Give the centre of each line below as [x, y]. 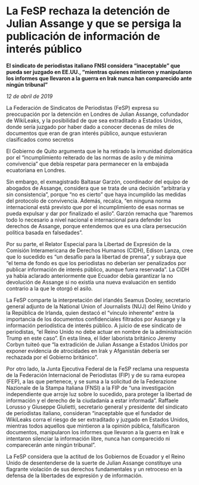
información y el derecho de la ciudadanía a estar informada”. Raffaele [92, 400]
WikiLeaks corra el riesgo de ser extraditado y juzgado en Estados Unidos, [98, 419]
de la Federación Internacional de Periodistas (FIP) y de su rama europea [96, 375]
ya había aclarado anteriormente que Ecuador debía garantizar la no [90, 275]
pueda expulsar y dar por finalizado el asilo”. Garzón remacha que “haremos [100, 213]
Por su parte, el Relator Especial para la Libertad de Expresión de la [89, 244]
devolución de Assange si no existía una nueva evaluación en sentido [91, 282]
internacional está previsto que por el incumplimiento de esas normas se [95, 207]
